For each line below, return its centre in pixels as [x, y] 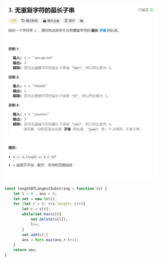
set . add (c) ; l [35, 235]
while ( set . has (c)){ [42, 214]
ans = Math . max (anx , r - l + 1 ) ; [50, 240]
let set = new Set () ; [35, 199]
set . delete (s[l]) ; [49, 219]
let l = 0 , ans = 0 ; [35, 193]
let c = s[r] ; [36, 209]
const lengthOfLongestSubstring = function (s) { [56, 189]
